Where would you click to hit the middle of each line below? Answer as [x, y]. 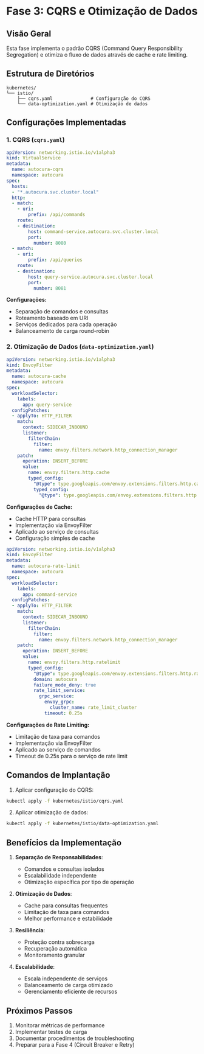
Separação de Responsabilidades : [59, 857]
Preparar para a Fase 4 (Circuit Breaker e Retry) [75, 1044]
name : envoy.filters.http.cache [69, 473]
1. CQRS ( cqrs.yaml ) [36, 140]
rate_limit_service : [59, 691]
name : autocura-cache [39, 376]
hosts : [20, 186]
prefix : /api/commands [57, 215]
